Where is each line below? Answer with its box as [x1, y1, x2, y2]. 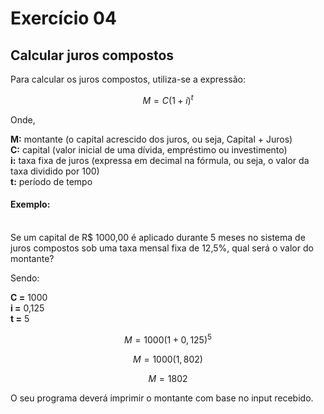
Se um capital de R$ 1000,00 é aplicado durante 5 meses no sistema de [10, 231, 306, 243]
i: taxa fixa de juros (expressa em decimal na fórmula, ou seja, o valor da [10, 154, 310, 166]
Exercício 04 [10, 7, 117, 30]
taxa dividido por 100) [10, 165, 100, 177]
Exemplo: [10, 198, 51, 211]
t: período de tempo [10, 175, 93, 187]
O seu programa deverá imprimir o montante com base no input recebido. [10, 392, 314, 404]
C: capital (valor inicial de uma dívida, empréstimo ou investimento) [10, 143, 288, 156]
